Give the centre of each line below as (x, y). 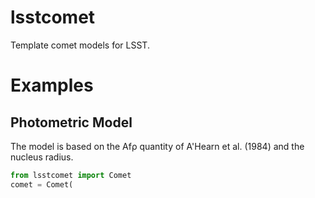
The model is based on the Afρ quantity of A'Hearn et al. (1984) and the (157, 146)
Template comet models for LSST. (80, 45)
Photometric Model (71, 122)
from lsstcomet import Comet (71, 175)
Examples (52, 85)
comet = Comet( (42, 184)
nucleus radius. (42, 157)
